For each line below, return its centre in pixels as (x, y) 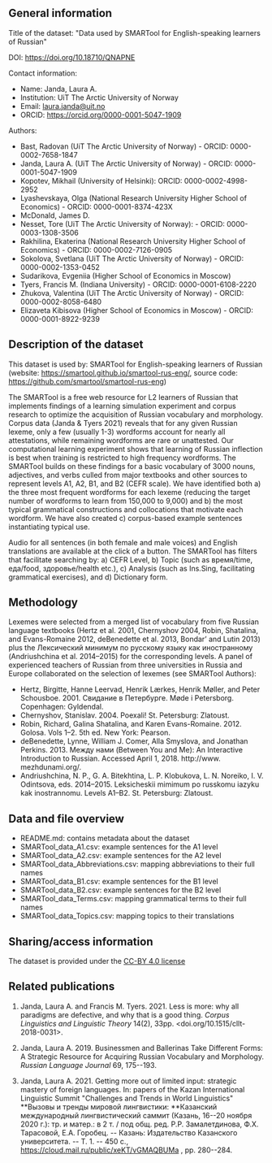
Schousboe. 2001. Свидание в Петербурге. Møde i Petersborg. (127, 698)
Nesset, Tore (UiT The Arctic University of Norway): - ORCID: (123, 223)
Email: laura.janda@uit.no (63, 106)
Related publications (62, 987)
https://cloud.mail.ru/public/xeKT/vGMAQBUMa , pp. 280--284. (126, 1150)
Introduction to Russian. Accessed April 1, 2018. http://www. (120, 758)
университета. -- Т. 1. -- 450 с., (74, 1141)
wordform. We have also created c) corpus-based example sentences (125, 518)
